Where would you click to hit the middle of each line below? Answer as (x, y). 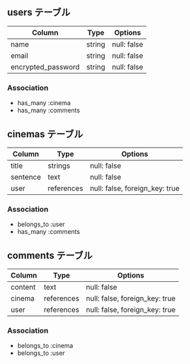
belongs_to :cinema (45, 346)
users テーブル (39, 13)
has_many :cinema (44, 103)
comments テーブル (50, 255)
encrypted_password (45, 67)
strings (59, 166)
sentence (26, 177)
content (23, 287)
